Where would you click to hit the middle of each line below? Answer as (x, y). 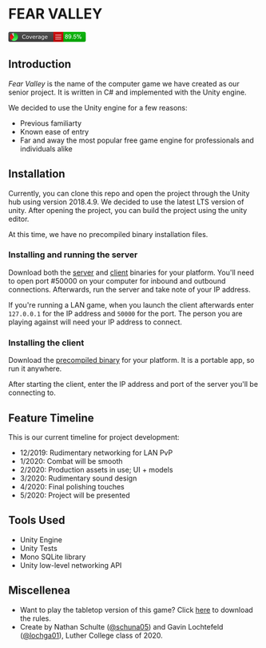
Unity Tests (38, 548)
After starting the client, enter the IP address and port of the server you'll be (133, 384)
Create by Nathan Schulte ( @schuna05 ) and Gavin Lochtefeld (121, 626)
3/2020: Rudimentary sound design (78, 478)
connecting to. (32, 392)
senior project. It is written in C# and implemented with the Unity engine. (127, 92)
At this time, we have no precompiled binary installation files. (108, 234)
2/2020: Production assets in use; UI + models (96, 469)
